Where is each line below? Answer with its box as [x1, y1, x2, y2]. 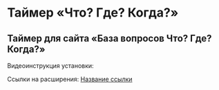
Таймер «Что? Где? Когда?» [7, 5, 179, 21]
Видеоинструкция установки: [7, 62, 95, 70]
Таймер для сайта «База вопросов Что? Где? [7, 33, 212, 44]
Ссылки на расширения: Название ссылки [7, 75, 133, 83]
